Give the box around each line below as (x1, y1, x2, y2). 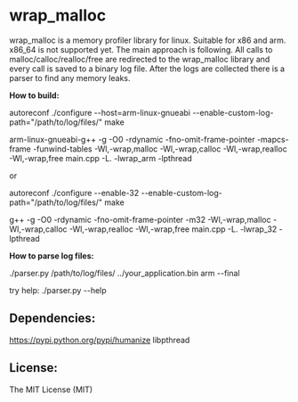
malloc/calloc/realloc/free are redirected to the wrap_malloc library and (9, 53, 270, 64)
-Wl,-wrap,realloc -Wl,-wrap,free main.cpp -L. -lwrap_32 (68, 224, 278, 234)
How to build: (9, 90, 60, 101)
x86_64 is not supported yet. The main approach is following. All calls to (9, 44, 273, 54)
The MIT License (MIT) (9, 384, 93, 395)
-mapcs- (256, 134, 289, 144)
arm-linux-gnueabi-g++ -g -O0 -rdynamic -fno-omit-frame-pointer (9, 134, 255, 144)
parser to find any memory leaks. (9, 72, 131, 83)
